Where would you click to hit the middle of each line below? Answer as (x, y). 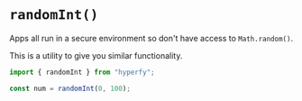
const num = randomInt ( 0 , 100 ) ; (70, 88)
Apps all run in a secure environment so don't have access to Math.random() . (151, 38)
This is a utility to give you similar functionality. (96, 55)
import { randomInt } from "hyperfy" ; (82, 72)
